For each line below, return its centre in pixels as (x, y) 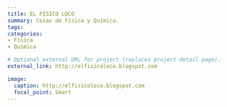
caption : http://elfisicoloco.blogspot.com (79, 86)
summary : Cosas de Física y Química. (63, 21)
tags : (15, 27)
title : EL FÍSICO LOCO (41, 14)
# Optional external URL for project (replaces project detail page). (114, 60)
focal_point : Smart (43, 92)
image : (17, 79)
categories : (25, 34)
